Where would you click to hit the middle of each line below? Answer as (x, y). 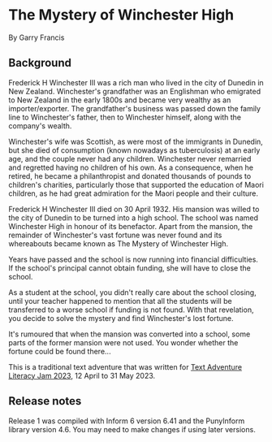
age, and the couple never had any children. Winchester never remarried (130, 158)
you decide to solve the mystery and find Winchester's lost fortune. (121, 318)
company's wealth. (40, 126)
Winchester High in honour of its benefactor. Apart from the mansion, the (131, 226)
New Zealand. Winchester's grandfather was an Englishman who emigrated (135, 91)
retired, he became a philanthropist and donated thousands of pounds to (130, 175)
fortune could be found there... (60, 351)
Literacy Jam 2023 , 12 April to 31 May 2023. (82, 375)
